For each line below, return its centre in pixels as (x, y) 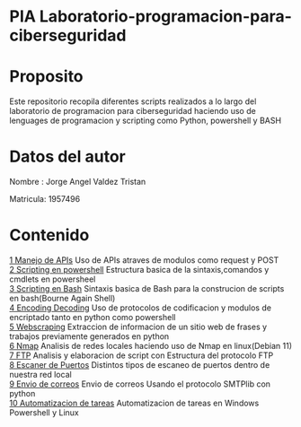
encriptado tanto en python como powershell (93, 317)
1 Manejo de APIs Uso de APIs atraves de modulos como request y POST (144, 260)
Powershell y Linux (44, 413)
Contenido (49, 235)
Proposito (46, 77)
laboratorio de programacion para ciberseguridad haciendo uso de (133, 111)
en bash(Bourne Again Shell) (62, 298)
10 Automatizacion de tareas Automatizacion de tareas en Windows (134, 403)
